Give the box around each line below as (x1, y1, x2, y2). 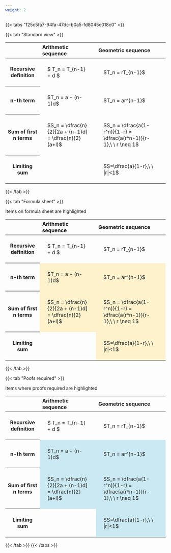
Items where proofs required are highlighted (5, 385, 98, 391)
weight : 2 (5, 7, 26, 13)
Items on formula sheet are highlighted (5, 208, 87, 214)
